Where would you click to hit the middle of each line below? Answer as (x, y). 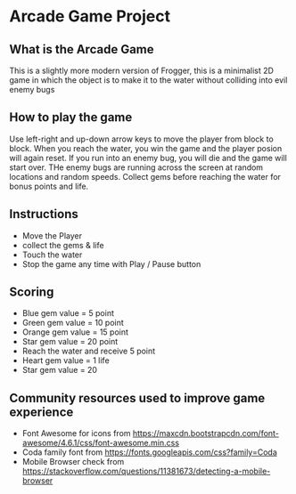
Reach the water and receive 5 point (89, 351)
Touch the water (52, 255)
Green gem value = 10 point (73, 323)
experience (41, 412)
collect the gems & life (63, 245)
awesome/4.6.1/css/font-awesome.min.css (101, 443)
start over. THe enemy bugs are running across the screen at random (136, 167)
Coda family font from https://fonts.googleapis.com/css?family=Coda (150, 452)
